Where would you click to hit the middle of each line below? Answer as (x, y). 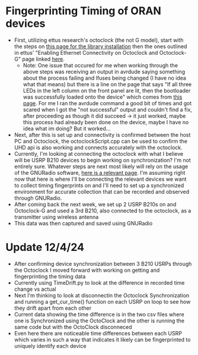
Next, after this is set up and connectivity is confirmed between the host (102, 134)
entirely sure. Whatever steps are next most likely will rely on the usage (101, 166)
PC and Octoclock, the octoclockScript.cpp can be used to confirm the (101, 141)
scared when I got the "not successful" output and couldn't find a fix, (107, 109)
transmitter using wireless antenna (56, 217)
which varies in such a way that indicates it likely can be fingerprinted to (102, 340)
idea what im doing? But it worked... (67, 128)
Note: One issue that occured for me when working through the (100, 65)
